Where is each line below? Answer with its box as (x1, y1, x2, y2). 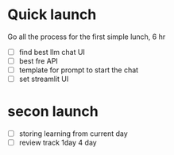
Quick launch (7, 6, 97, 24)
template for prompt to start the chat (18, 65, 139, 75)
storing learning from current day (18, 129, 128, 138)
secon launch (7, 103, 99, 121)
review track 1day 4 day (18, 138, 97, 148)
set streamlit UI (18, 74, 69, 84)
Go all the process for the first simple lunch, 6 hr (7, 32, 166, 41)
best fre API (18, 56, 59, 65)
